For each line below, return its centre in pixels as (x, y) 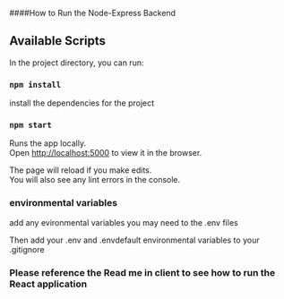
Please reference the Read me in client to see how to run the (142, 272)
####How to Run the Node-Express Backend (93, 13)
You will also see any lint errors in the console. (95, 180)
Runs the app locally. (48, 143)
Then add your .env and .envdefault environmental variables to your (134, 240)
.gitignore (27, 249)
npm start (30, 125)
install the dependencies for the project (82, 103)
